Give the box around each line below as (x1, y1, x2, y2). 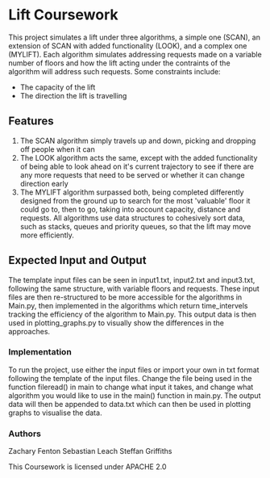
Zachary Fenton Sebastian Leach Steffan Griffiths (8, 447, 172, 456)
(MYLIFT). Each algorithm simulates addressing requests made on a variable (8, 49, 262, 59)
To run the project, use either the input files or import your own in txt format (8, 365, 260, 375)
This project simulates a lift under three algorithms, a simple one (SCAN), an (8, 32, 260, 42)
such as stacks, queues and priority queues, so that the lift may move (19, 221, 251, 231)
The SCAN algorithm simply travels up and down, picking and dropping (19, 136, 256, 145)
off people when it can (19, 144, 95, 154)
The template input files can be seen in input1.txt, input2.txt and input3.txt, (8, 275, 255, 284)
